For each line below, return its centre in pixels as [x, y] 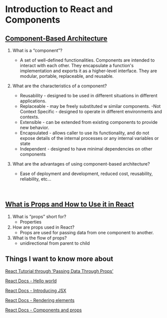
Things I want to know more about [59, 259]
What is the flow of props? [39, 238]
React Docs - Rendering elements [40, 300]
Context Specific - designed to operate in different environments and [91, 112]
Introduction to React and [59, 9]
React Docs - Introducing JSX [36, 290]
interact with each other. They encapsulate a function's [77, 65]
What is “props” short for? [39, 216]
